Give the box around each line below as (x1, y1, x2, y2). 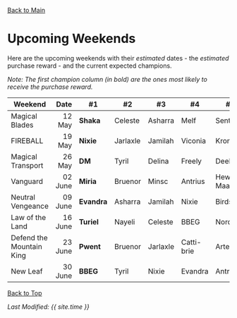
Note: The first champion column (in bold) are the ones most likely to (7, 75, 208, 83)
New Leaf (11, 266, 43, 276)
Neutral (11, 192, 35, 202)
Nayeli (114, 216, 135, 226)
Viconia (181, 135, 207, 145)
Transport (11, 160, 44, 170)
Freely (181, 156, 202, 166)
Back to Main (7, 6, 46, 14)
